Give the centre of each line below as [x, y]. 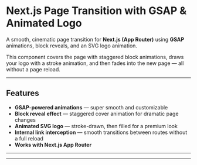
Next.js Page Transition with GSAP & [96, 11]
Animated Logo [44, 23]
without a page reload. [33, 69]
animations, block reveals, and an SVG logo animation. [72, 46]
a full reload [29, 138]
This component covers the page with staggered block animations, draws [95, 57]
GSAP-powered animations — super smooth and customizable [91, 107]
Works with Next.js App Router [53, 145]
